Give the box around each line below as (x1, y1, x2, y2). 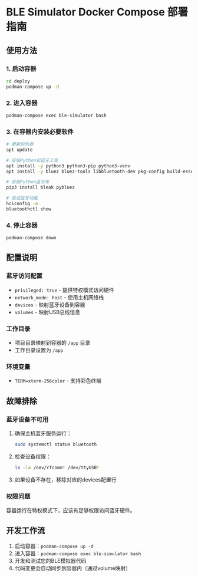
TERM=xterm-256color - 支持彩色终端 (14, 377, 102, 384)
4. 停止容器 (6, 221, 38, 229)
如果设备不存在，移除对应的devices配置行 (14, 476, 117, 483)
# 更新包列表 (6, 141, 34, 147)
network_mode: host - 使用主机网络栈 (14, 294, 104, 301)
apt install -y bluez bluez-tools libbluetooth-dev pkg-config (6, 169, 165, 174)
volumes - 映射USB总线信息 (14, 308, 81, 315)
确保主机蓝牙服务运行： (14, 430, 72, 437)
